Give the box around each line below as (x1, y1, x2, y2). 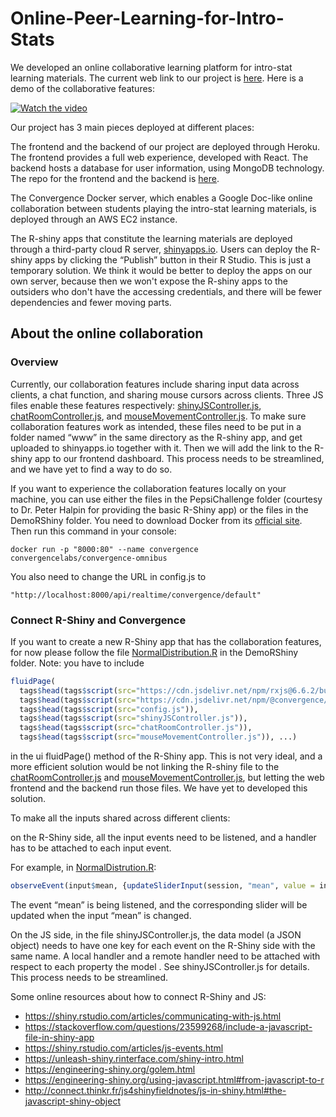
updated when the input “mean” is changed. (10, 909, 192, 921)
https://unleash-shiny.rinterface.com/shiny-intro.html (24, 1052, 244, 1064)
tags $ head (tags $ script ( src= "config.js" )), (19, 704, 199, 714)
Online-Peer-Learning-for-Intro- (10, 7, 285, 30)
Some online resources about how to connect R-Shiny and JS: (10, 990, 267, 1002)
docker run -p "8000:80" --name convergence (10, 544, 199, 554)
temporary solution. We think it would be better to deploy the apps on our (10, 264, 313, 276)
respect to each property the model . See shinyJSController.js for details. (10, 960, 310, 972)
